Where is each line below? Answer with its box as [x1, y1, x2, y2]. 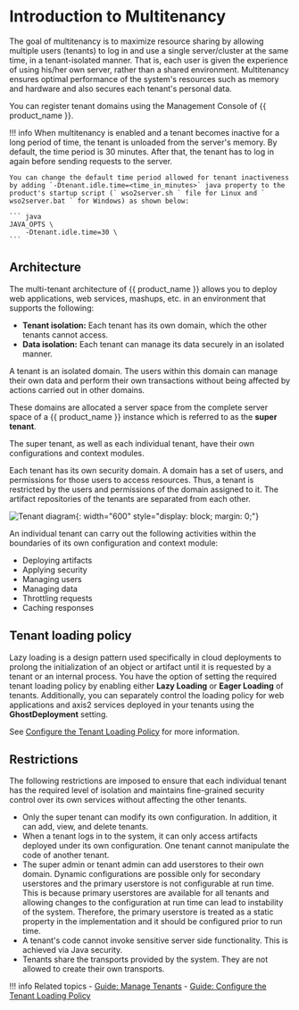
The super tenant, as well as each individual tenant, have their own [9, 438, 255, 448]
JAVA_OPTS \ [9, 220, 54, 229]
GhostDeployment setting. [9, 708, 109, 720]
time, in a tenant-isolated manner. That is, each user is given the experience [9, 54, 288, 65]
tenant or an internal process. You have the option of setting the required [9, 671, 278, 681]
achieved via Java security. [21, 945, 123, 956]
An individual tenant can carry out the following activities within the [9, 528, 257, 538]
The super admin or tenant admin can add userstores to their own [21, 859, 264, 870]
